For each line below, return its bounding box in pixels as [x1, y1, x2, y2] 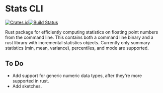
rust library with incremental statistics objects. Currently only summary [5, 39, 150, 45]
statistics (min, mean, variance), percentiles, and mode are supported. [5, 45, 149, 51]
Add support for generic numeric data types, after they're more [12, 73, 142, 79]
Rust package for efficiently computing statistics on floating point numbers [5, 29, 158, 35]
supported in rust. [12, 78, 49, 84]
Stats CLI [5, 3, 43, 14]
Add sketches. [12, 83, 42, 89]
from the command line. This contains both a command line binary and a [5, 34, 154, 40]
